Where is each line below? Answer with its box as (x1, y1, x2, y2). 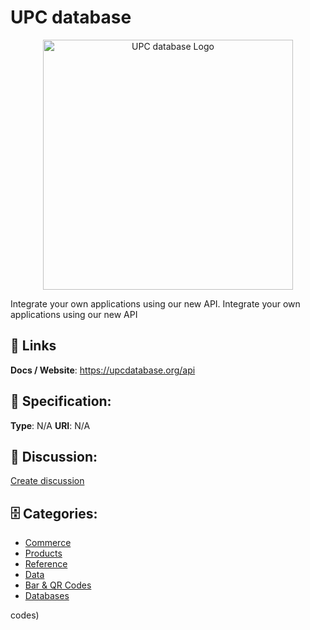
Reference (24, 558, 68, 570)
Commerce (24, 537, 72, 549)
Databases (24, 590, 70, 602)
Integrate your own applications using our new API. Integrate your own (10, 297, 301, 310)
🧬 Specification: (10, 393, 112, 410)
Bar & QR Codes (24, 579, 92, 591)
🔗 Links (10, 337, 57, 355)
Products (24, 547, 63, 560)
